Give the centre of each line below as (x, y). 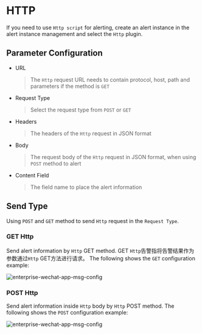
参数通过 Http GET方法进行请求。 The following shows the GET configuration (101, 258)
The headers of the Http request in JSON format (91, 133)
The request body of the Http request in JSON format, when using (113, 157)
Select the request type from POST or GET (81, 110)
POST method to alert (56, 163)
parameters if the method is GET (70, 86)
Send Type (27, 206)
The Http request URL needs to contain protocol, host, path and (110, 79)
